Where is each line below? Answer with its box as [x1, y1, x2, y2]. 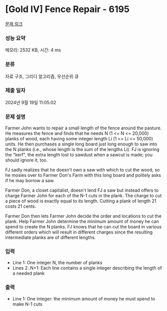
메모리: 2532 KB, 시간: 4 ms [5, 47, 61, 53]
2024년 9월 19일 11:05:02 [5, 99, 57, 105]
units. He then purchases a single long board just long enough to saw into [5, 141, 157, 147]
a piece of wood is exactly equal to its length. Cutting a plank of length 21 [5, 198, 156, 204]
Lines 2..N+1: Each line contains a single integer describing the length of [12, 265, 162, 271]
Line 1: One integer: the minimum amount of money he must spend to [12, 295, 155, 301]
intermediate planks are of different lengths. [5, 235, 96, 241]
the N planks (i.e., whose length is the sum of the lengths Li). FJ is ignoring [5, 146, 159, 152]
